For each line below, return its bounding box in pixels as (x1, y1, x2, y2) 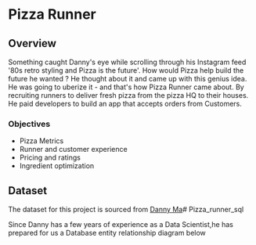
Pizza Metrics (19, 136, 64, 146)
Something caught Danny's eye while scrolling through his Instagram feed (8, 57, 247, 67)
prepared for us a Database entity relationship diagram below (8, 229, 206, 238)
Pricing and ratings (19, 153, 81, 162)
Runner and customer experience (19, 145, 128, 154)
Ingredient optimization (19, 161, 95, 171)
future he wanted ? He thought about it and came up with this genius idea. (8, 74, 247, 83)
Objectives (8, 118, 51, 129)
